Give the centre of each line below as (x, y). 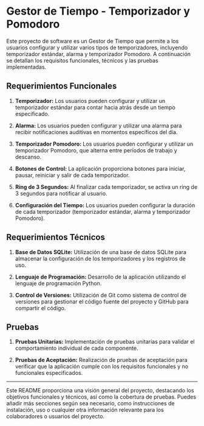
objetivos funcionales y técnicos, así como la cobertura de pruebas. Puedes (101, 397)
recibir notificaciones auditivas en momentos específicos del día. (96, 132)
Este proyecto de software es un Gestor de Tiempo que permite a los (93, 41)
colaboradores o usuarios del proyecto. (56, 416)
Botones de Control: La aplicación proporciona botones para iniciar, (100, 168)
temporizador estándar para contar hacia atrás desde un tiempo (95, 107)
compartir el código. (40, 308)
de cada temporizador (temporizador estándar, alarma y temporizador (103, 211)
